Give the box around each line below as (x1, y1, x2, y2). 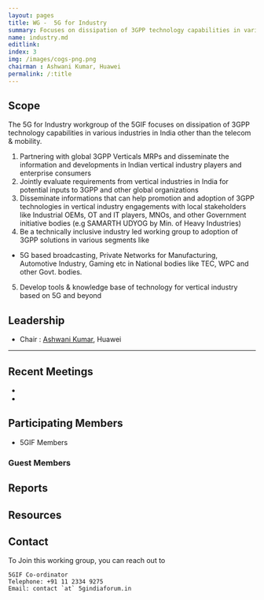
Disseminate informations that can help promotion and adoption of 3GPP (19, 193, 255, 203)
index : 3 (8, 48, 37, 56)
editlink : (8, 41, 41, 49)
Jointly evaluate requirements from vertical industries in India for (19, 177, 229, 186)
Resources (8, 508, 62, 521)
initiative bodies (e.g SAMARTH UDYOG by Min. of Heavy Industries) (19, 219, 242, 228)
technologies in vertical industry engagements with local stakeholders (19, 202, 247, 212)
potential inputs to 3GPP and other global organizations (19, 186, 199, 195)
